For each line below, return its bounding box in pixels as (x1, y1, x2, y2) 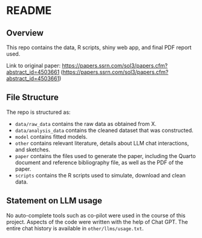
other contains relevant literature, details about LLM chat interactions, (15, 139, 189, 147)
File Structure (6, 92, 59, 103)
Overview (6, 28, 44, 38)
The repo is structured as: (6, 108, 71, 116)
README (6, 4, 52, 18)
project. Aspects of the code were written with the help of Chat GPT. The (6, 218, 189, 225)
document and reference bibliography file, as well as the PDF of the (15, 159, 183, 166)
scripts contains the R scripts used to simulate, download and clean (15, 171, 186, 179)
